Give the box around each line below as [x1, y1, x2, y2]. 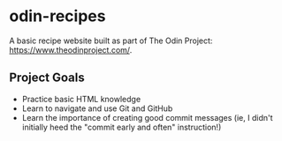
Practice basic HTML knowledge [21, 93, 141, 104]
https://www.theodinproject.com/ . [9, 44, 133, 55]
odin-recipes [9, 6, 106, 26]
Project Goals [9, 70, 86, 85]
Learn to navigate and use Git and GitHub [21, 103, 173, 114]
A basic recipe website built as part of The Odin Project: [9, 35, 213, 46]
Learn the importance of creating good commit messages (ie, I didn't [21, 112, 273, 122]
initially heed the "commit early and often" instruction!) [21, 122, 222, 132]
